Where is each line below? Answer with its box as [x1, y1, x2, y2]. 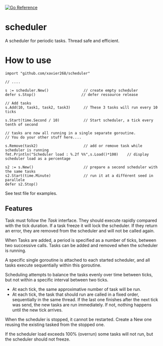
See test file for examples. [5, 190, 57, 196]
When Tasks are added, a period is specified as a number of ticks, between [5, 237, 157, 243]
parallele [5, 177, 25, 182]
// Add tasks [5, 100, 32, 106]
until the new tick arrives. [12, 307, 63, 313]
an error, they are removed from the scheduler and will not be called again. [5, 228, 155, 233]
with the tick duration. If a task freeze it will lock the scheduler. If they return [5, 222, 158, 229]
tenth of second [5, 122, 38, 127]
